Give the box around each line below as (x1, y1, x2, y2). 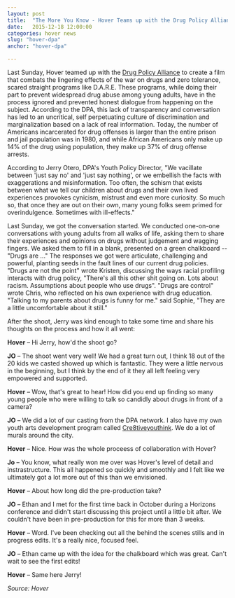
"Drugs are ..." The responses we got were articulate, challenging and (7, 251, 208, 260)
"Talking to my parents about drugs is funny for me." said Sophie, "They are (7, 296, 225, 305)
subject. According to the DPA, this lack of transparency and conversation (7, 106, 220, 113)
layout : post (7, 10, 45, 18)
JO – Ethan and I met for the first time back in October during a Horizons (7, 500, 216, 508)
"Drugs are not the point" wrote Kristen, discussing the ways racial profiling (7, 267, 225, 274)
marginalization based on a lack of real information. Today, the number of (7, 120, 219, 128)
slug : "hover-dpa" (7, 36, 61, 43)
